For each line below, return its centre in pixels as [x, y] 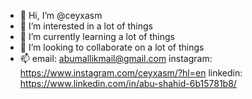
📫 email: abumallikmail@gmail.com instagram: [116, 58]
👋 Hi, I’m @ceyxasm [61, 15]
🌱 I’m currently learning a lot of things [97, 36]
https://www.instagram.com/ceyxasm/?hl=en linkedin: [131, 73]
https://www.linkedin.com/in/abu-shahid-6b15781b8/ [128, 83]
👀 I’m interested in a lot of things [86, 26]
